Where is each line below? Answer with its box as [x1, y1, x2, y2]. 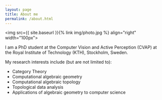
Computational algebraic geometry [12, 74, 82, 80]
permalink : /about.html [5, 16, 54, 21]
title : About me [5, 12, 38, 17]
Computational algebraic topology [12, 79, 81, 85]
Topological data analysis [12, 84, 63, 90]
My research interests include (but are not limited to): [5, 59, 112, 65]
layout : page [5, 7, 32, 12]
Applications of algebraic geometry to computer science [12, 89, 126, 96]
